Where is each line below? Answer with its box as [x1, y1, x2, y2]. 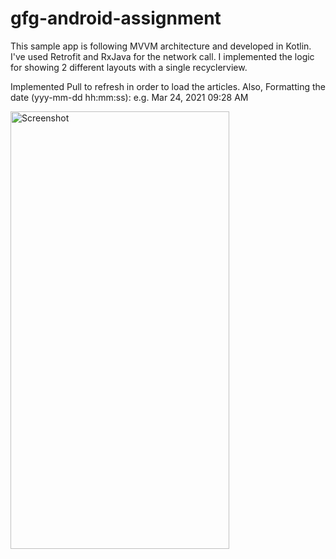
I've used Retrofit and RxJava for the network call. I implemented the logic [10, 50, 315, 62]
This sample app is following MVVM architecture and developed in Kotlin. [10, 40, 312, 52]
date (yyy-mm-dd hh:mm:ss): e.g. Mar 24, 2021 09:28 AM [10, 91, 249, 103]
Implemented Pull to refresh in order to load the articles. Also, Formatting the [10, 80, 326, 92]
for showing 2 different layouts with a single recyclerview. [10, 61, 248, 73]
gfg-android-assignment [10, 7, 222, 30]
